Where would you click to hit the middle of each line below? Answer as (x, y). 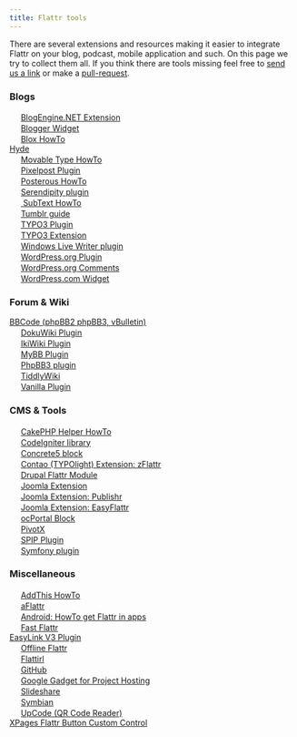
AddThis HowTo (50, 595)
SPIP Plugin (42, 539)
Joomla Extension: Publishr (71, 496)
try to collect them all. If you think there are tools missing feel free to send (148, 63)
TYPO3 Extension (54, 235)
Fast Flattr (40, 627)
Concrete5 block (52, 453)
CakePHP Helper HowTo (66, 431)
